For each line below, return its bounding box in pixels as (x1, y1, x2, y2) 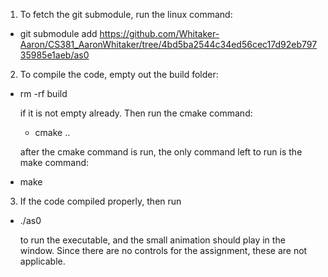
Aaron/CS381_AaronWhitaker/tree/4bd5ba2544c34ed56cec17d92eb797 (19, 39, 318, 50)
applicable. (19, 255, 66, 267)
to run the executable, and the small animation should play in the (19, 234, 286, 246)
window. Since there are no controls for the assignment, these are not (19, 245, 308, 256)
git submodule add (19, 28, 98, 39)
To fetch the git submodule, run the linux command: (19, 9, 233, 20)
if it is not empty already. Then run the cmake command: (19, 107, 253, 119)
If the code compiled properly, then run (19, 195, 182, 207)
